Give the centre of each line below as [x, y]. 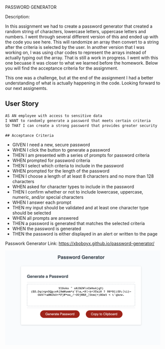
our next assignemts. [26, 88]
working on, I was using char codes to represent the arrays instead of [76, 52]
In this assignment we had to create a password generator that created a [79, 26]
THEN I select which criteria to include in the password [68, 165]
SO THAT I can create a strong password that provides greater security [81, 125]
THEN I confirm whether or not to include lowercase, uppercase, [78, 192]
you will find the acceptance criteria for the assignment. [62, 68]
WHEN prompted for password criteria [51, 160]
